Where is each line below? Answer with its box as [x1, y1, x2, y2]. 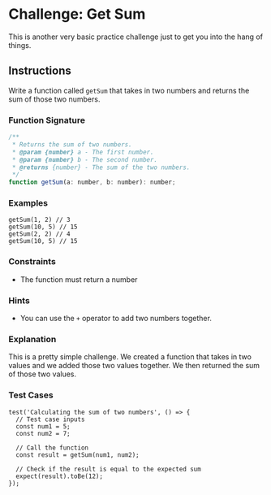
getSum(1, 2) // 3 [8, 216, 71, 224]
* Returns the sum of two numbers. [11, 140, 132, 149]
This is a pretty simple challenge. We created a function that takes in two [8, 352, 252, 362]
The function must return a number [19, 274, 138, 284]
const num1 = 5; [15, 422, 71, 431]
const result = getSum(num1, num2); [15, 450, 140, 459]
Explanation [8, 333, 57, 345]
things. [8, 40, 32, 50]
